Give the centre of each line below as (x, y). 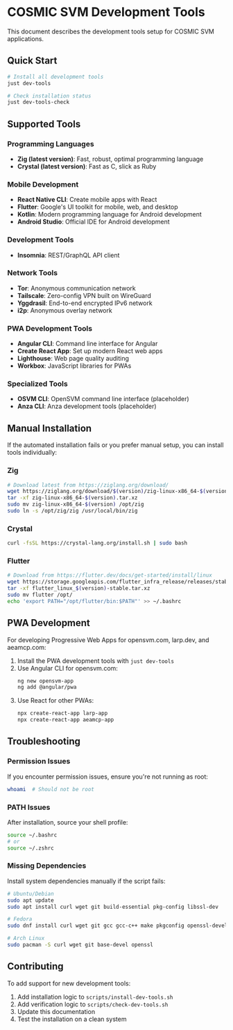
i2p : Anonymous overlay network (64, 310)
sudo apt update (31, 900)
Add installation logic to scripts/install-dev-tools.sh (95, 997)
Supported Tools (44, 124)
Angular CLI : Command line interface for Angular (87, 344)
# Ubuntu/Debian (31, 894)
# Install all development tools (55, 77)
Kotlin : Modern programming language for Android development (110, 214)
